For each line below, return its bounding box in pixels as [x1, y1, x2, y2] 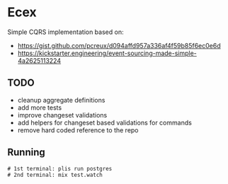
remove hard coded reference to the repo [17, 125, 139, 134]
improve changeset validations [17, 110, 108, 119]
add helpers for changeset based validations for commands [17, 118, 193, 127]
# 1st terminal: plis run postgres [7, 165, 113, 172]
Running [7, 146, 46, 159]
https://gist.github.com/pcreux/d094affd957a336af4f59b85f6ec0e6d [17, 41, 221, 50]
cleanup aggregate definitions [17, 96, 106, 104]
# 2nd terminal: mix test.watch [7, 171, 103, 178]
